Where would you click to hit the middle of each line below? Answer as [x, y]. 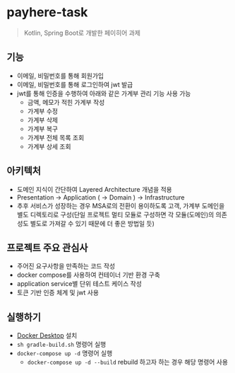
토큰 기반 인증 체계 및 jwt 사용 [58, 293]
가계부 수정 [42, 111]
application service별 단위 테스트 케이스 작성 [79, 284]
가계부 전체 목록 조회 [56, 137]
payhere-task [47, 12]
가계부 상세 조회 [49, 147]
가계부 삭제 [42, 120]
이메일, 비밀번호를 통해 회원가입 [60, 76]
